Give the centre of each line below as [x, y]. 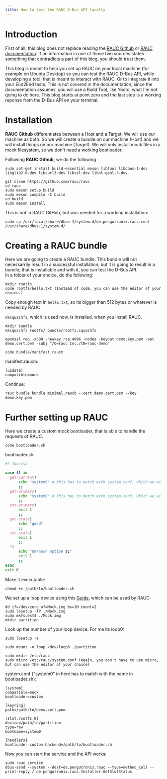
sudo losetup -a [22, 638]
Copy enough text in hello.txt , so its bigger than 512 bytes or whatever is [81, 302]
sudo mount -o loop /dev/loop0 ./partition [51, 647]
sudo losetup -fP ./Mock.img [35, 611]
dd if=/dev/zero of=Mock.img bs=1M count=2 [51, 607]
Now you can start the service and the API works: [56, 754]
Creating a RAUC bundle [56, 245]
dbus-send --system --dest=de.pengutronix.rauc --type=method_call [77, 767]
